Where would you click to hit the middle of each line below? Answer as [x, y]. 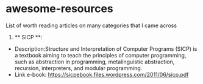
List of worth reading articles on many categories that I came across [91, 25]
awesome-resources [59, 9]
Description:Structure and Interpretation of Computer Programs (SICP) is [106, 49]
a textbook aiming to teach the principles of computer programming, [100, 55]
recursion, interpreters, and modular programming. [78, 68]
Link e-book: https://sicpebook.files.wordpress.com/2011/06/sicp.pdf [101, 74]
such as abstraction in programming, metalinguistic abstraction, [94, 62]
